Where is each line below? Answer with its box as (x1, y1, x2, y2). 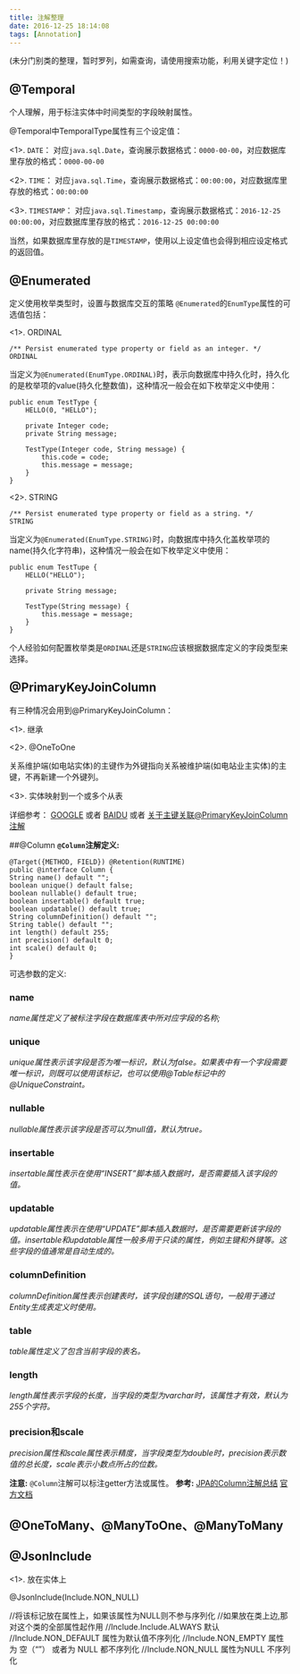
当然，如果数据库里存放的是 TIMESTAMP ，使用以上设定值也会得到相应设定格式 (9, 235, 288, 246)
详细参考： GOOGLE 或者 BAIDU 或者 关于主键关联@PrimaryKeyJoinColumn (9, 809, 288, 820)
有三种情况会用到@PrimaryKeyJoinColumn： (9, 704, 174, 716)
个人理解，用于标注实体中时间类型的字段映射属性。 (9, 106, 197, 117)
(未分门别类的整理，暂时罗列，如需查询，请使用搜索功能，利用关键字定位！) (9, 55, 289, 66)
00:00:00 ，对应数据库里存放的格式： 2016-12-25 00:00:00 (9, 217, 220, 227)
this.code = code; (41, 453, 110, 462)
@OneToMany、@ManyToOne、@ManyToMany (9, 1517, 284, 1533)
